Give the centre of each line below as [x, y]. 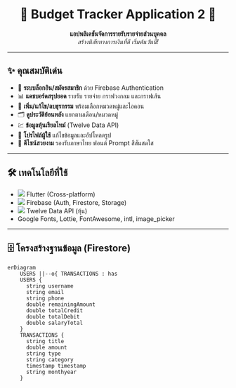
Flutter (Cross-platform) [61, 194]
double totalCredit [54, 311]
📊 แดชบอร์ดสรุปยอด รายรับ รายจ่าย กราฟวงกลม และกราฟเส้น [89, 96]
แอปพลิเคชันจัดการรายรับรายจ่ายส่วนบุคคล [118, 34]
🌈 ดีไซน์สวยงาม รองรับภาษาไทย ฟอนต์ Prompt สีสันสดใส [86, 142]
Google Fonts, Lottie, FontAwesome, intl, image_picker [96, 219]
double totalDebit [53, 317]
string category [50, 360]
